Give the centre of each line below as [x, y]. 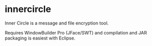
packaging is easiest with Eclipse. [40, 38]
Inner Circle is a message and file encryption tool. [57, 23]
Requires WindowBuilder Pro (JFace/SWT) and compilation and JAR [76, 32]
